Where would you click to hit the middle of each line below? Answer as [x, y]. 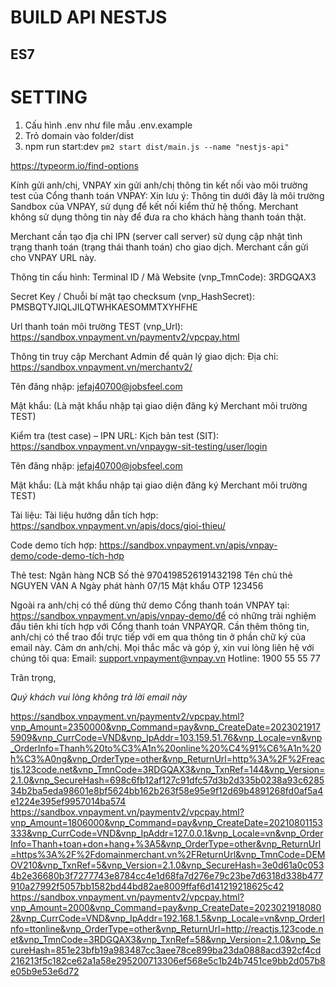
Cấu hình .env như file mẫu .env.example [108, 125]
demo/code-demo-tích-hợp [67, 555]
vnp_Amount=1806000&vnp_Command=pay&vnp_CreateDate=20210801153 [166, 822]
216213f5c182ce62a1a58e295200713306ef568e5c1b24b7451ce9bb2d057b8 [168, 960]
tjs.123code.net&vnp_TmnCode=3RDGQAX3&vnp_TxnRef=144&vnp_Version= [168, 769]
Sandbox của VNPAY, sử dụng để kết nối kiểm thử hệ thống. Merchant [154, 206]
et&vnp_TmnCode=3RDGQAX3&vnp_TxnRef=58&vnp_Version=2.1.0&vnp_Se [166, 939]
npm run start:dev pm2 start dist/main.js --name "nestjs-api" [157, 146]
